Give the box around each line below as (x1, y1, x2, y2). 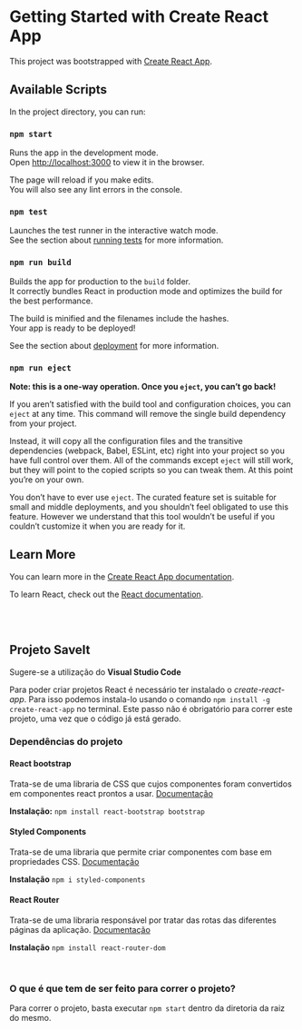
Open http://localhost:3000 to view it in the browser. (9, 157, 205, 168)
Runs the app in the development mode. (9, 147, 159, 158)
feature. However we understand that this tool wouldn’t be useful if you (9, 510, 275, 521)
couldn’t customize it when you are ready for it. (9, 520, 186, 531)
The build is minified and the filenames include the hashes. (9, 312, 229, 323)
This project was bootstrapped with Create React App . (9, 55, 213, 66)
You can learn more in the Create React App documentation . (9, 570, 235, 582)
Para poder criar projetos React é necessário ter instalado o (9, 684, 233, 695)
